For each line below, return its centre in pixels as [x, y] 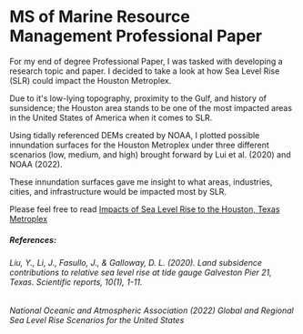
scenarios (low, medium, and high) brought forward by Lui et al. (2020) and [150, 154]
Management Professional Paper [136, 36]
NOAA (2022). [36, 164]
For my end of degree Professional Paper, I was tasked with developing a [146, 61]
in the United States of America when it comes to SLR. [111, 117]
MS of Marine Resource [100, 17]
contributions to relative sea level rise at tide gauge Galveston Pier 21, [141, 272]
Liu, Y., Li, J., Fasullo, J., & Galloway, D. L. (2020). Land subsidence [136, 262]
